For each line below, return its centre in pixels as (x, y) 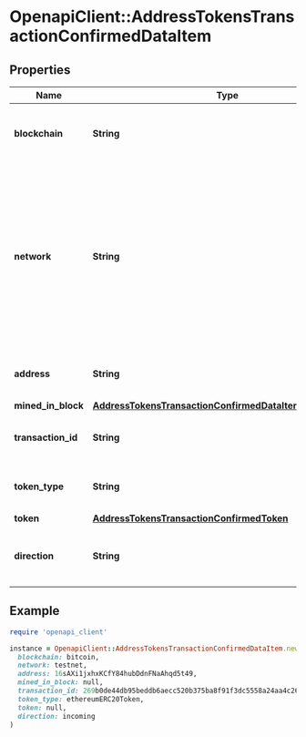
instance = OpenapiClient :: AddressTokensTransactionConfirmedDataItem (146, 649)
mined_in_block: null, (61, 682)
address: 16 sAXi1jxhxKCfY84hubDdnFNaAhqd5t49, (107, 674)
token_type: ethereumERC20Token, (81, 699)
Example (35, 611)
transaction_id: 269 (56, 691)
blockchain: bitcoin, (59, 657)
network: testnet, (53, 665)
